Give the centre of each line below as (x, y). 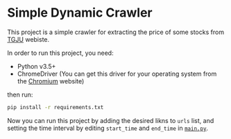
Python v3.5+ (36, 66)
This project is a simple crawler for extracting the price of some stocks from (115, 32)
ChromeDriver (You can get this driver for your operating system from (117, 74)
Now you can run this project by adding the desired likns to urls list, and (111, 120)
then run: (20, 95)
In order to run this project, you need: (60, 53)
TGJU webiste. (28, 39)
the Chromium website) (51, 81)
